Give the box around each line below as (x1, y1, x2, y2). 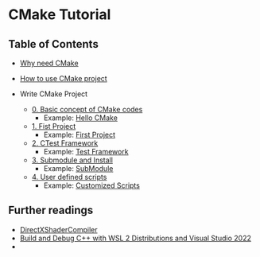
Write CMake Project (19, 89, 88, 99)
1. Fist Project (31, 122, 76, 130)
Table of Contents (8, 37, 99, 51)
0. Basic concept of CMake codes (31, 105, 143, 114)
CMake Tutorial (8, 6, 111, 24)
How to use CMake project (19, 74, 107, 83)
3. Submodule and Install (31, 155, 114, 165)
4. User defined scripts (31, 173, 107, 181)
